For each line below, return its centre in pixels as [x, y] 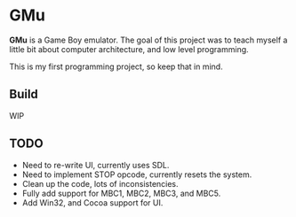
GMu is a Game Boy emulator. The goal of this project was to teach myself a [148, 40]
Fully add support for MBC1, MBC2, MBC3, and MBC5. [121, 193]
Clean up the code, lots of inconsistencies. [100, 183]
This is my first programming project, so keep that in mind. [116, 66]
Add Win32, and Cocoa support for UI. [92, 202]
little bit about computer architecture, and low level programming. [129, 49]
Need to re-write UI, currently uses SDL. [96, 165]
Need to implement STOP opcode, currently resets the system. [137, 174]
